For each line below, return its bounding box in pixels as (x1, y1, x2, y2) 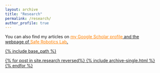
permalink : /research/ (5, 16, 51, 21)
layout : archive (5, 7, 38, 12)
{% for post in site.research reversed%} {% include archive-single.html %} (5, 58, 155, 63)
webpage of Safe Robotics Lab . (5, 39, 68, 45)
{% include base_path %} (5, 48, 57, 54)
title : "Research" (5, 12, 42, 16)
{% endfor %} (5, 63, 33, 69)
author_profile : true (5, 20, 49, 26)
